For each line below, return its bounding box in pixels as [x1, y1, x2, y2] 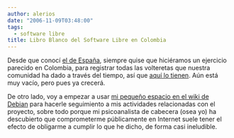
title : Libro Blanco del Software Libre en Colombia [7, 37, 167, 44]
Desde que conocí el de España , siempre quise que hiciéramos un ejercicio [7, 56, 227, 64]
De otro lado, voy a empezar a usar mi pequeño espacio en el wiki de [7, 93, 209, 101]
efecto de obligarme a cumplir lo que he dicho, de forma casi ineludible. [7, 122, 218, 131]
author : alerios [7, 10, 55, 18]
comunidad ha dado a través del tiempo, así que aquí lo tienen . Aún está [7, 71, 218, 80]
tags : [7, 23, 23, 30]
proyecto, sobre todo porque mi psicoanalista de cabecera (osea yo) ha [7, 108, 217, 116]
